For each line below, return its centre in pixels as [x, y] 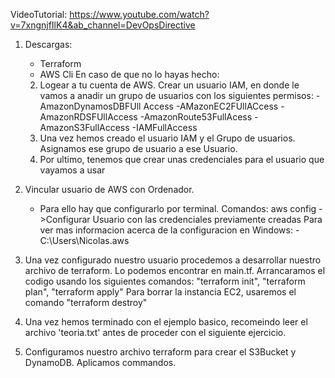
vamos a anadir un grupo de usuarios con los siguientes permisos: [176, 95]
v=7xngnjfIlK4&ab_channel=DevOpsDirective [103, 25]
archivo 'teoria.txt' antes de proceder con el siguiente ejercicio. [155, 332]
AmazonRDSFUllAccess [88, 117]
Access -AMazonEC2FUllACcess [211, 106]
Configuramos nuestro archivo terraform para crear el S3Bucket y [160, 352]
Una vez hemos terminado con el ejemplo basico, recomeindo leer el [166, 322]
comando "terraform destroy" [86, 302]
